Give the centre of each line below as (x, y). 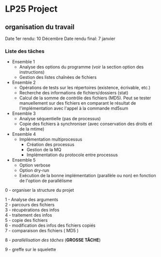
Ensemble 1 (24, 62)
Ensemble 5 (24, 160)
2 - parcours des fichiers (30, 205)
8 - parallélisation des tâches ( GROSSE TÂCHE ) (53, 240)
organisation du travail (40, 27)
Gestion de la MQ (44, 150)
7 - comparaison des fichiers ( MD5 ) (42, 231)
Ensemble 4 (24, 134)
